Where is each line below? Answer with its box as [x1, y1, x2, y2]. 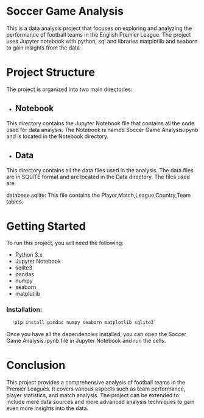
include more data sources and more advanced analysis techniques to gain [6, 398, 195, 405]
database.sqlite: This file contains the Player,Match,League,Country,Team [6, 191, 191, 199]
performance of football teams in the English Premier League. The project [6, 31, 191, 38]
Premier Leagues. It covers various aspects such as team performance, [6, 385, 186, 392]
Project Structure [6, 65, 96, 79]
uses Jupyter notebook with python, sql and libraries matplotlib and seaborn [6, 37, 198, 45]
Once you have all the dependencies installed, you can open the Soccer [6, 330, 187, 337]
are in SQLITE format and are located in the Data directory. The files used [6, 173, 191, 180]
